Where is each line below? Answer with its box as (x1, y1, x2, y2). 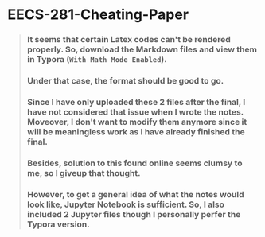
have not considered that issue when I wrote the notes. (26, 106, 244, 117)
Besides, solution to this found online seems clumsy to (26, 157, 243, 169)
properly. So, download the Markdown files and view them (26, 44, 258, 55)
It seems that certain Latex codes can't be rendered (26, 34, 232, 45)
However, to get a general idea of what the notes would (26, 188, 244, 200)
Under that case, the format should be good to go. (26, 76, 224, 87)
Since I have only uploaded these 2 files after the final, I (26, 96, 246, 107)
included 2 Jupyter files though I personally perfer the (26, 208, 241, 220)
